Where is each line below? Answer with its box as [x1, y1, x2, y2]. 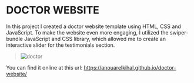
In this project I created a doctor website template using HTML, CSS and [6, 23, 181, 30]
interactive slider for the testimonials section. [6, 41, 115, 49]
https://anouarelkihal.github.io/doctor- [83, 64, 176, 71]
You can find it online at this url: [6, 64, 83, 71]
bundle [6, 35, 24, 42]
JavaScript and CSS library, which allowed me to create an [24, 35, 166, 42]
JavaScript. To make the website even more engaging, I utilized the [6, 29, 169, 36]
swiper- [169, 29, 189, 36]
